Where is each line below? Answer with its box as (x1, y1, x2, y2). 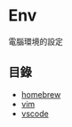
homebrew (20, 89, 61, 99)
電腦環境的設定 (8, 36, 63, 47)
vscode (20, 108, 50, 119)
